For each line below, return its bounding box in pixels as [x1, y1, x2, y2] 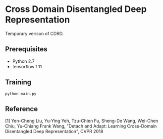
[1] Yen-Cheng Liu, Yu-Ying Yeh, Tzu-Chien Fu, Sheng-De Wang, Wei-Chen [5, 118, 159, 124]
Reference [5, 105, 38, 113]
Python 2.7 [12, 58, 35, 64]
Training [5, 78, 32, 87]
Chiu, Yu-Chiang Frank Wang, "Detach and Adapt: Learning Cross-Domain [5, 123, 157, 129]
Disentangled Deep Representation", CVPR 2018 [5, 129, 104, 135]
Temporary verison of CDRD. [5, 30, 64, 36]
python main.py [5, 91, 37, 96]
